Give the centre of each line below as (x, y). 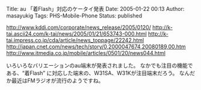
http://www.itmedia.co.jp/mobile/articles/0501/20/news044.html (86, 53)
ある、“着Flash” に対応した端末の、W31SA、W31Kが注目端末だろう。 (92, 73)
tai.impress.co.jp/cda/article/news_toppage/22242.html (75, 40)
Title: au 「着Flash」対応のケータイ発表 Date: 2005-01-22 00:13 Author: (95, 9)
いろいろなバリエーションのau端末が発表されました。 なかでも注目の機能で (100, 66)
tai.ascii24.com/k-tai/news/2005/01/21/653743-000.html (77, 34)
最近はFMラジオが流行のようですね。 (57, 81)
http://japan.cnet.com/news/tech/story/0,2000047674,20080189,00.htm (96, 47)
